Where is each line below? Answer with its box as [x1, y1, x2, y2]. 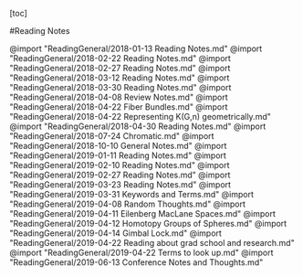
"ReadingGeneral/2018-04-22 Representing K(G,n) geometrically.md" [9, 112, 272, 122]
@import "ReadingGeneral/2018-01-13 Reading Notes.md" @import [9, 43, 263, 54]
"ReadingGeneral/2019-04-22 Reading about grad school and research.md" [9, 238, 295, 248]
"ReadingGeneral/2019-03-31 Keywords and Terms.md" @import [9, 189, 254, 199]
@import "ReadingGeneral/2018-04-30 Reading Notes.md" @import [9, 121, 266, 132]
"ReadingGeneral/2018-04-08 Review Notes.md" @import [9, 91, 228, 102]
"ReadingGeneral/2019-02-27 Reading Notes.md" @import [9, 169, 231, 180]
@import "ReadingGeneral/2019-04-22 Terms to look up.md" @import [9, 247, 274, 258]
